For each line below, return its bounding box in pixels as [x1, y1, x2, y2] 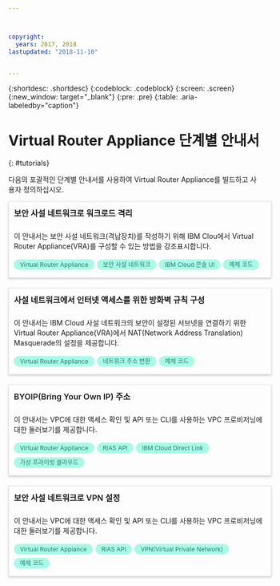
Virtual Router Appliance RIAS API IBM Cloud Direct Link [19, 443, 204, 452]
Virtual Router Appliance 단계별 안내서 [8, 131, 260, 149]
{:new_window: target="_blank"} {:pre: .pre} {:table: [8, 92, 178, 102]
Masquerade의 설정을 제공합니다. [14, 338, 120, 348]
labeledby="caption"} [8, 101, 79, 111]
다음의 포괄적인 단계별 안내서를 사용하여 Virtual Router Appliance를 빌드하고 [8, 175, 249, 184]
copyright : [8, 33, 45, 41]
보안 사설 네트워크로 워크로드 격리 [14, 208, 133, 219]
